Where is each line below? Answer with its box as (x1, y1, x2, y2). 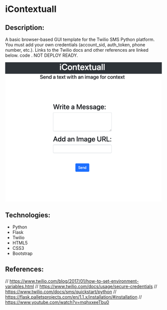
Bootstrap (12, 250, 33, 257)
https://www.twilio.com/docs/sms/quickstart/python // (5, 289, 117, 295)
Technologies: (5, 211, 51, 219)
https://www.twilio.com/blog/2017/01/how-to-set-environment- (9, 278, 139, 284)
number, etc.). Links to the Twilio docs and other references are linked (5, 47, 149, 53)
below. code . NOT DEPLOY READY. (5, 52, 78, 58)
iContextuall (5, 3, 57, 15)
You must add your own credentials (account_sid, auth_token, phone (5, 42, 146, 48)
